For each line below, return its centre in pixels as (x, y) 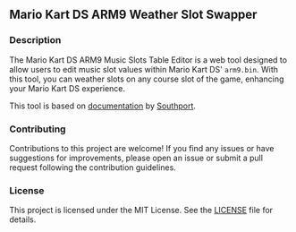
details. (23, 219)
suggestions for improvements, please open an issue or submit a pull (136, 158)
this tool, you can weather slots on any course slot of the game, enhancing (147, 79)
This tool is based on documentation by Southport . (103, 106)
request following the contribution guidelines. (93, 167)
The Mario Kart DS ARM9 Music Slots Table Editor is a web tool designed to (148, 60)
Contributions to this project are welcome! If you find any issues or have (142, 148)
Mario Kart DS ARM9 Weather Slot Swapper (133, 15)
